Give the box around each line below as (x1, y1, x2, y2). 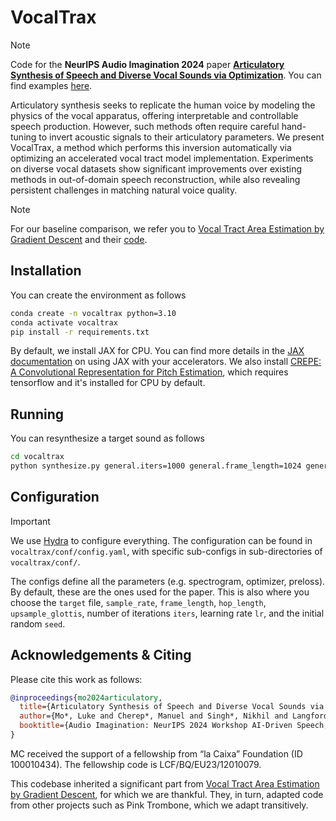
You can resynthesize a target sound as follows (10, 432, 205, 445)
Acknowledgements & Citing (10, 647, 192, 664)
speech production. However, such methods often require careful (10, 120, 280, 132)
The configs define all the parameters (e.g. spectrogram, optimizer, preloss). (10, 575, 326, 587)
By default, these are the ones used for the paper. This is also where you (10, 586, 310, 598)
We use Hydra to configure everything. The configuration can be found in (10, 534, 313, 546)
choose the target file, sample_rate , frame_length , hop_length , (10, 596, 267, 608)
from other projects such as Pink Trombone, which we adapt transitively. (10, 799, 309, 811)
